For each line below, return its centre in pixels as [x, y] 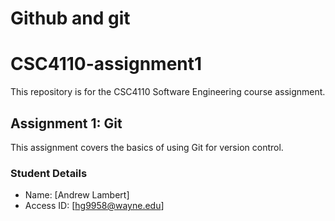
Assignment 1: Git [66, 123]
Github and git [70, 18]
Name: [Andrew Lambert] [77, 195]
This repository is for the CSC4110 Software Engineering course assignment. [168, 92]
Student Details [49, 173]
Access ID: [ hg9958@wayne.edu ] [94, 206]
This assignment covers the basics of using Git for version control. [147, 147]
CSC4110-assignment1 [106, 64]
